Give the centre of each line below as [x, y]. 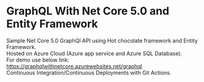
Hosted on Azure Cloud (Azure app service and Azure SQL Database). [94, 53]
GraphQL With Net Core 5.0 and [88, 11]
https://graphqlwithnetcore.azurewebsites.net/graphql [74, 66]
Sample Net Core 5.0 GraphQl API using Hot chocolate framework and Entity [102, 40]
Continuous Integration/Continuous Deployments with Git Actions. [89, 72]
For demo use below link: [38, 60]
